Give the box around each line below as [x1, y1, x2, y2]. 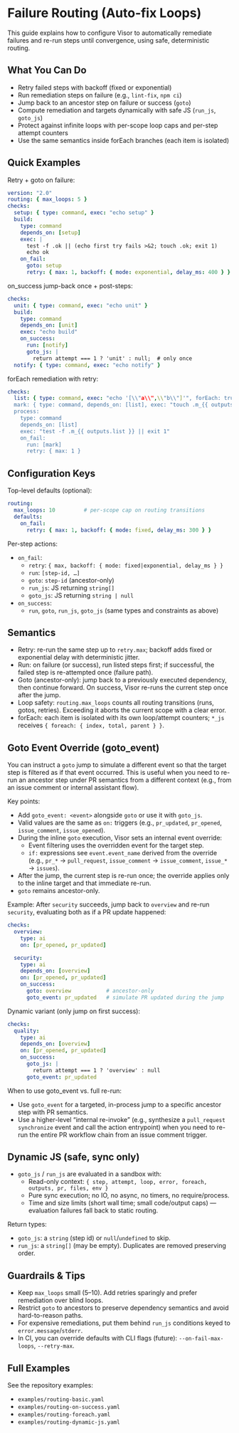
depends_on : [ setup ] [20, 229, 81, 236]
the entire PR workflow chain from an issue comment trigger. [29, 1130, 208, 1139]
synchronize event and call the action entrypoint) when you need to [17, 1123, 216, 1131]
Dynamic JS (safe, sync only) [7, 1151, 140, 1163]
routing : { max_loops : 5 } [7, 196, 87, 203]
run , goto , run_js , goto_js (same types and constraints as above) [28, 606, 219, 615]
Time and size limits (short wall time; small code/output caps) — [28, 1199, 217, 1207]
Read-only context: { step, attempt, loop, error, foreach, [28, 1178, 208, 1186]
